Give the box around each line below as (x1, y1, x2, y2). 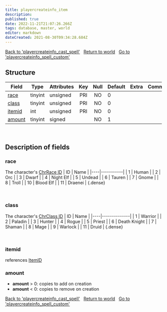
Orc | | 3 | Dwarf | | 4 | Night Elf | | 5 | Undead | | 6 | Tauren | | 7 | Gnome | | (5, 175, 159, 181)
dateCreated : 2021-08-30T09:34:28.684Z (5, 35, 88, 40)
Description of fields (5, 143, 70, 152)
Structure (5, 68, 36, 77)
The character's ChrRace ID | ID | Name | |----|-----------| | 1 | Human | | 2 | (5, 169, 161, 175)
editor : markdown (5, 30, 41, 35)
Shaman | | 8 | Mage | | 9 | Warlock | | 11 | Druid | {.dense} (5, 223, 123, 229)
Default (107, 83, 126, 90)
